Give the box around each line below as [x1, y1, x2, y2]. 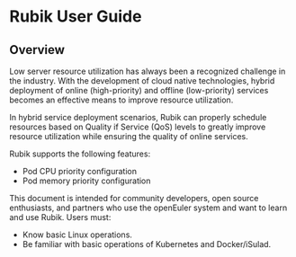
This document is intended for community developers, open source [9, 193, 259, 203]
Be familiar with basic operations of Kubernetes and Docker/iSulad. [22, 239, 272, 249]
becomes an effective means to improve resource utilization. [9, 94, 234, 105]
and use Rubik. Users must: [9, 212, 112, 222]
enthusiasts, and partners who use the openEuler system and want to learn [9, 202, 288, 213]
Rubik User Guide [9, 6, 142, 27]
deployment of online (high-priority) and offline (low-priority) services [9, 85, 269, 95]
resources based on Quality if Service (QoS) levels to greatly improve [9, 121, 266, 132]
